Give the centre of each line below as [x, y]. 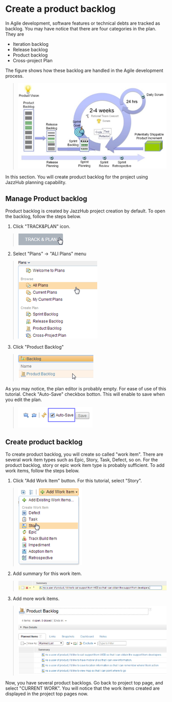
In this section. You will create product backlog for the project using [77, 177]
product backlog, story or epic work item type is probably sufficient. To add [85, 465]
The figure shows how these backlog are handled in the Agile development [84, 70]
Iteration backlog [30, 44]
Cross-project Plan [33, 60]
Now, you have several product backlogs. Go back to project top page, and [84, 682]
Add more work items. [36, 599]
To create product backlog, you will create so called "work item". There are [84, 454]
